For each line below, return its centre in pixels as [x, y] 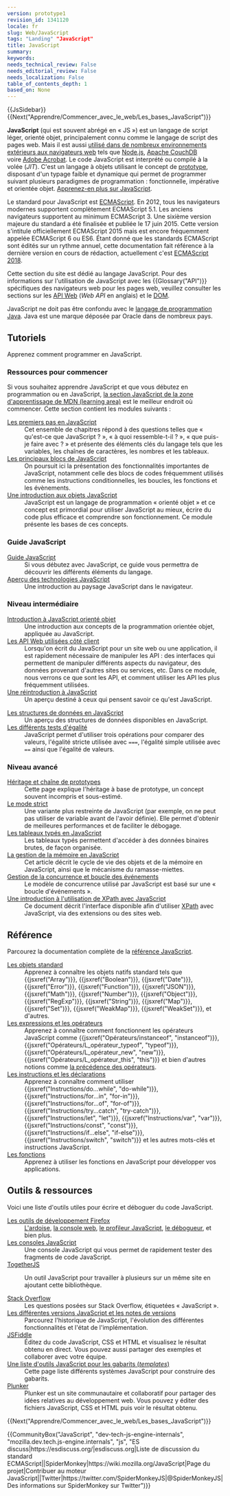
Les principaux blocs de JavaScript [57, 459]
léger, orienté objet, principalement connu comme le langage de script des [113, 137]
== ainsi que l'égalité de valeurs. [69, 749]
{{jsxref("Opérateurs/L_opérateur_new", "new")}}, [95, 1052]
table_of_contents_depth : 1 [47, 84]
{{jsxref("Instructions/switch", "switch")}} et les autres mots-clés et [120, 1140]
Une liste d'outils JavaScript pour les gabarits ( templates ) [88, 1363]
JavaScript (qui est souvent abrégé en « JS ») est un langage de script [107, 131]
